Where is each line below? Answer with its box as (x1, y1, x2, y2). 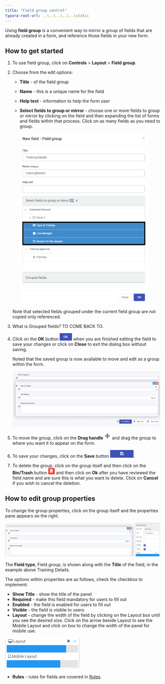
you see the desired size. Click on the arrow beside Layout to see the (12, 617, 153, 623)
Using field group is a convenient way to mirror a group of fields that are (5, 27, 153, 33)
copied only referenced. (12, 314, 62, 320)
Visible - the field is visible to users (12, 607, 85, 613)
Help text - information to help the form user (19, 98, 110, 104)
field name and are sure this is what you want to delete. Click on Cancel (12, 475, 159, 481)
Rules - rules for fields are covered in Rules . (12, 674, 102, 680)
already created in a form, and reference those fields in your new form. (5, 33, 149, 38)
